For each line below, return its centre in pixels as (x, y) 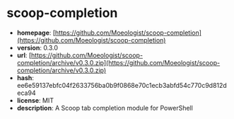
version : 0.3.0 (37, 47)
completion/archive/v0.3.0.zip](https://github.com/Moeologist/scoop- (118, 62)
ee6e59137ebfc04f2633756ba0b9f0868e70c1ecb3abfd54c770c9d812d (122, 85)
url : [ (24, 55)
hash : (25, 78)
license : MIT (35, 100)
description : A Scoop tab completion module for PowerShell (105, 108)
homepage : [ (36, 33)
